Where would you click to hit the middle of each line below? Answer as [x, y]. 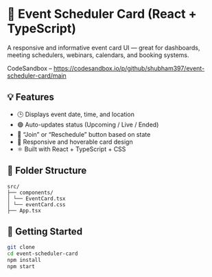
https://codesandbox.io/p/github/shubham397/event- [129, 68]
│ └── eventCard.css [37, 204]
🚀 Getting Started [45, 231]
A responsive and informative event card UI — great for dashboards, [104, 47]
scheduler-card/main [37, 76]
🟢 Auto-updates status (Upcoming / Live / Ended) [88, 124]
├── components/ [30, 192]
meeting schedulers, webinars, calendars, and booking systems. [98, 55]
